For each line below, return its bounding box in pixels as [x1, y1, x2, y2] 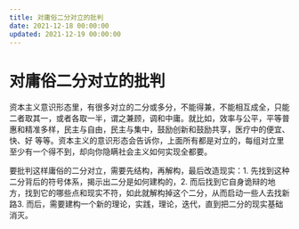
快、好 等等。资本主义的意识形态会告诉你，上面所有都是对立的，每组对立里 [9, 135, 285, 146]
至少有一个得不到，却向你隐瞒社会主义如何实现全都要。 [9, 146, 212, 157]
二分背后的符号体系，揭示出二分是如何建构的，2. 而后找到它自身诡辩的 [9, 176, 269, 187]
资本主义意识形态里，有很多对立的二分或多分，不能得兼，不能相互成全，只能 [9, 102, 290, 112]
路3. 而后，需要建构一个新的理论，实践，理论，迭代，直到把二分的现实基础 [9, 199, 284, 209]
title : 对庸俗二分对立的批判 [9, 12, 104, 22]
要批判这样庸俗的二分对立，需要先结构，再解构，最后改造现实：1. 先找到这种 [9, 166, 290, 176]
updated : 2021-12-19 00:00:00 [9, 29, 122, 38]
